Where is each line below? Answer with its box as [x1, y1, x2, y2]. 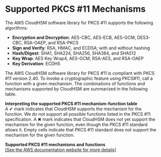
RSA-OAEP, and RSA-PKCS [24, 39, 79, 45]
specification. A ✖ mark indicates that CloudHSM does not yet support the [5, 116, 156, 122]
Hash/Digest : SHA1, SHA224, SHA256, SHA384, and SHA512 [12, 50, 136, 56]
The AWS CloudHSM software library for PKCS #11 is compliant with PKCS [5, 70, 155, 76]
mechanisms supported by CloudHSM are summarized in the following [5, 86, 148, 92]
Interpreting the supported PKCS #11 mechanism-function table [5, 100, 137, 106]
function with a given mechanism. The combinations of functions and [5, 80, 145, 87]
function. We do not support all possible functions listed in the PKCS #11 [5, 111, 151, 117]
